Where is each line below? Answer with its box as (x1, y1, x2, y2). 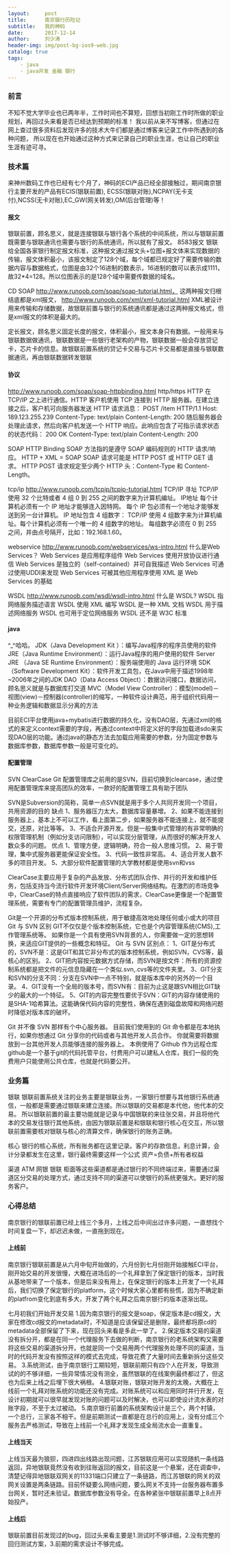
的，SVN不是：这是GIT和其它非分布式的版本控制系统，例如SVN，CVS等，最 (8, 948, 223, 956)
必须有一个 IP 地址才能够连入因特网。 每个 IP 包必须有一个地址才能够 (19, 502, 214, 510)
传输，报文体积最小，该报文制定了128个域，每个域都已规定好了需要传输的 (8, 255, 216, 263)
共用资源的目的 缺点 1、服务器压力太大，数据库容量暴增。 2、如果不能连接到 (8, 807, 223, 815)
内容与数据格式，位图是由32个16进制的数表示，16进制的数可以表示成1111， (13, 264, 223, 272)
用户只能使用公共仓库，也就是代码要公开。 (13, 1057, 134, 1065)
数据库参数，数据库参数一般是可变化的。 (8, 741, 122, 749)
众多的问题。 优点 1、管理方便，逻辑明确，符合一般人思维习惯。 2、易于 (13, 841, 218, 849)
